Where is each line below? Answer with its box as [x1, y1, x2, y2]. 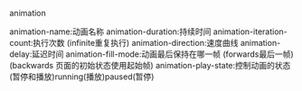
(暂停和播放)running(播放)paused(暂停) [9, 71, 155, 82]
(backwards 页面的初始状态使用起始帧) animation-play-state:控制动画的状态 [9, 60, 291, 70]
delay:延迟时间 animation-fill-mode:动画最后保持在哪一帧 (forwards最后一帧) [9, 49, 294, 59]
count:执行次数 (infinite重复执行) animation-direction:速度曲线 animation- [9, 38, 281, 48]
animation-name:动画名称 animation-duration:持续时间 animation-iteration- [9, 26, 288, 37]
